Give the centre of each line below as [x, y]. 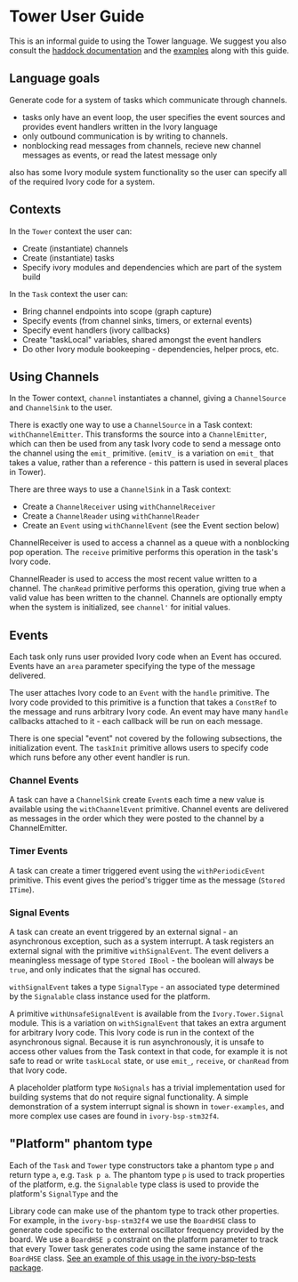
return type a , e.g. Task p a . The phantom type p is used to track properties [147, 1174]
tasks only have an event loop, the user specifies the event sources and [153, 117]
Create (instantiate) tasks [68, 258]
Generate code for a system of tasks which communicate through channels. [148, 100]
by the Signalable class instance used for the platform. [110, 996]
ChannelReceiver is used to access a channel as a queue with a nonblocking [149, 543]
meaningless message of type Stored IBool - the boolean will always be [142, 960]
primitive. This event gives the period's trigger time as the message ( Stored [147, 880]
